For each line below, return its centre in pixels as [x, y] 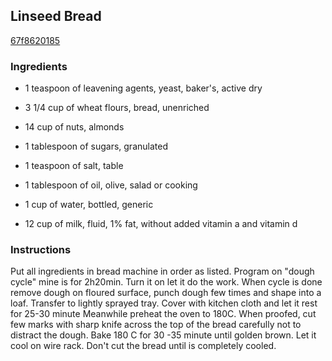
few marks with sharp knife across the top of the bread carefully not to [156, 325]
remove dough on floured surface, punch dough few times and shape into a [166, 293]
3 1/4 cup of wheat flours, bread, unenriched [117, 108]
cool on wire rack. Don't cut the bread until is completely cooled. [143, 346]
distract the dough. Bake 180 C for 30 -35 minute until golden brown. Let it [163, 335]
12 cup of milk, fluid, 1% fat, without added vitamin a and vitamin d [161, 224]
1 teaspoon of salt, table [74, 166]
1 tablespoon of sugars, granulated [96, 146]
